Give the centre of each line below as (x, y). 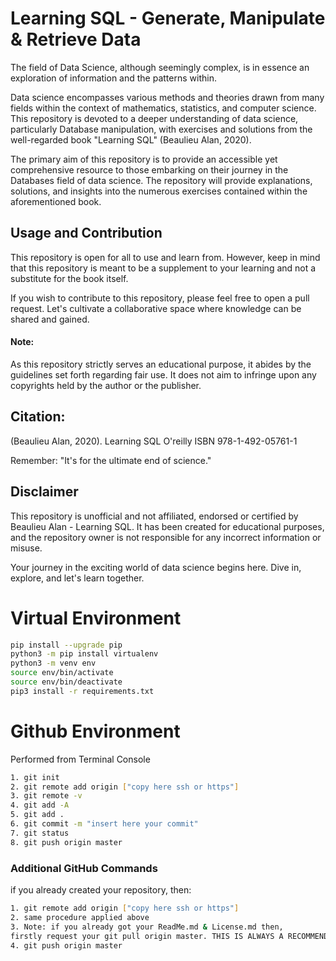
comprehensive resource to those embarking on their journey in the (149, 169)
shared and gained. (50, 319)
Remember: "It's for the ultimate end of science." (111, 460)
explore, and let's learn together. (77, 578)
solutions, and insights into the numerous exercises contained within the (159, 191)
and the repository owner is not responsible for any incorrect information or (166, 537)
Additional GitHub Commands (84, 868)
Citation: (38, 417)
